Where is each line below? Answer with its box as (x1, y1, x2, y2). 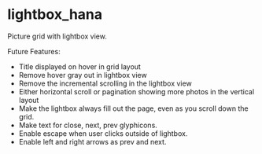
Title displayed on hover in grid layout (18, 61, 141, 71)
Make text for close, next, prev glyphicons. (18, 120, 158, 130)
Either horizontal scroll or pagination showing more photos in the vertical (18, 86, 255, 96)
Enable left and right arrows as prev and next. (18, 137, 167, 146)
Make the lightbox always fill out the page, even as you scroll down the (18, 104, 249, 113)
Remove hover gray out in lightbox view (18, 70, 147, 79)
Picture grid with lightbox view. (7, 31, 107, 41)
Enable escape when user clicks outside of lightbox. (18, 128, 188, 138)
